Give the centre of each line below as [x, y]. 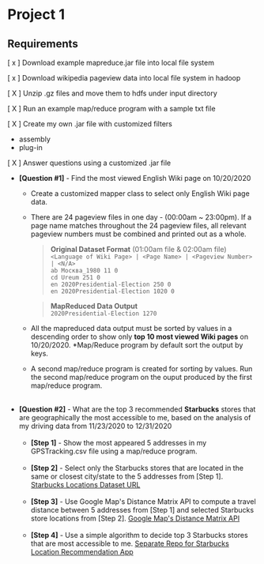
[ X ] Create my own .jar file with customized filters [90, 124]
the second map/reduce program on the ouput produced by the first [141, 377]
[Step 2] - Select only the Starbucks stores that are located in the [137, 468]
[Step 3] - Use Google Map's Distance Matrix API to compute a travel [143, 502]
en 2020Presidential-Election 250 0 [111, 284]
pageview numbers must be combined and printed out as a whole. [138, 234]
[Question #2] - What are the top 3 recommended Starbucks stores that [137, 409]
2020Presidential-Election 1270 [104, 314]
